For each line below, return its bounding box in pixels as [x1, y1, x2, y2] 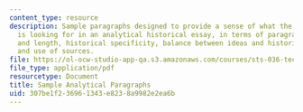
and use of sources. [17, 47, 95, 56]
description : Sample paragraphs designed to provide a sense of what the [9, 22, 293, 31]
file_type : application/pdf [9, 64, 115, 73]
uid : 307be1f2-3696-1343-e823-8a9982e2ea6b [9, 89, 176, 98]
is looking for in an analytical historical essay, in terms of [17, 30, 264, 39]
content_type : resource [9, 13, 99, 23]
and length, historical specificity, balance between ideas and [17, 38, 264, 48]
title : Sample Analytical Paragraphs [9, 80, 151, 89]
